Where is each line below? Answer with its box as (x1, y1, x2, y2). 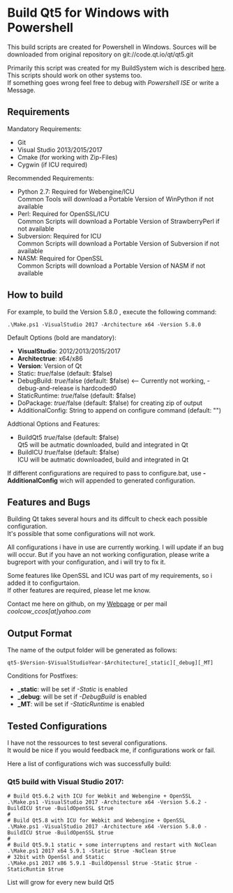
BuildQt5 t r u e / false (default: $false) (17, 433, 119, 441)
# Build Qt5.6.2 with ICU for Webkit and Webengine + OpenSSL (7, 793, 192, 800)
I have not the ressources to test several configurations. (7, 739, 167, 747)
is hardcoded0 (75, 383, 117, 392)
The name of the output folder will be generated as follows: (7, 646, 178, 655)
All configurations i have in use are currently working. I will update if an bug (7, 543, 225, 551)
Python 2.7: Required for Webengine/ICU (17, 187, 135, 196)
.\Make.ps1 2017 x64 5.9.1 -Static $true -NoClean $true (7, 848, 176, 855)
